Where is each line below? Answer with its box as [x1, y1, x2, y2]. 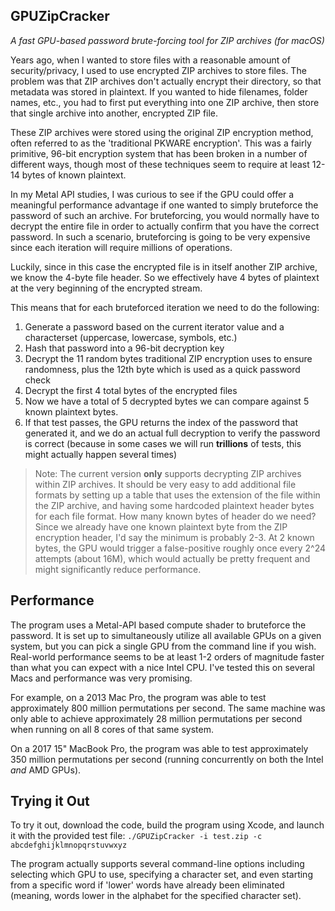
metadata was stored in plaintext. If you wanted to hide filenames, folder [10, 85, 308, 98]
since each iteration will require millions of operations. [10, 241, 233, 253]
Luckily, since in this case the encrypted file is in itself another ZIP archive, [10, 260, 318, 273]
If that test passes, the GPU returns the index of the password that [24, 416, 299, 428]
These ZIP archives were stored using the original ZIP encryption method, [10, 126, 314, 138]
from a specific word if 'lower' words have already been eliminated [10, 879, 285, 891]
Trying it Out [10, 793, 90, 810]
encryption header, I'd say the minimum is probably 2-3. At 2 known [34, 531, 315, 543]
